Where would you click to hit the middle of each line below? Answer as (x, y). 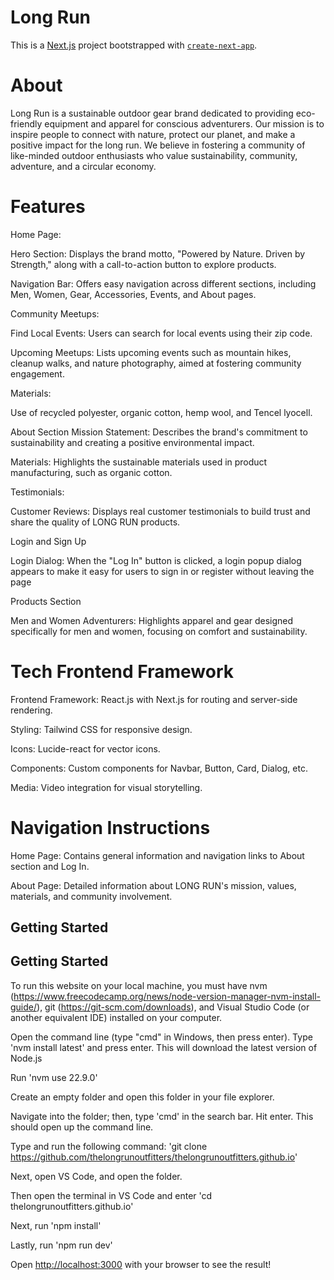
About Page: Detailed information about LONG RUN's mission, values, (153, 885)
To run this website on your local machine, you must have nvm (139, 985)
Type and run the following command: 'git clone (109, 1146)
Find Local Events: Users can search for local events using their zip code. (161, 333)
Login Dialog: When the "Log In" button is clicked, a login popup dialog (156, 560)
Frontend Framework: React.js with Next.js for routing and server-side (154, 699)
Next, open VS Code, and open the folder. (96, 1176)
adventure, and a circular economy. (83, 166)
